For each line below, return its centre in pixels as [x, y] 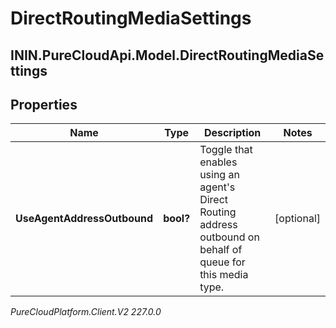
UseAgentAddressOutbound [84, 219]
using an [219, 175]
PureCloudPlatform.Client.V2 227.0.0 [86, 312]
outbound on [229, 237]
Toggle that [226, 150]
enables [218, 162]
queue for [222, 262]
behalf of [221, 250]
